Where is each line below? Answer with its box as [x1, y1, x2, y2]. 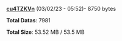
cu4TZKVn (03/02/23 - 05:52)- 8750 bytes [6, 5, 117, 12]
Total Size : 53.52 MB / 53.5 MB [6, 28, 85, 36]
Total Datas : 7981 [6, 17, 51, 24]
